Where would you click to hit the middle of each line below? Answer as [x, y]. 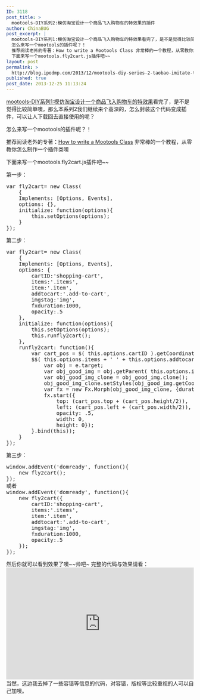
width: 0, [71, 419]
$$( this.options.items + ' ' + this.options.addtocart [115, 360]
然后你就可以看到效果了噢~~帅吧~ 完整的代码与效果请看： [77, 564]
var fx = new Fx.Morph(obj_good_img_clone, [108, 389]
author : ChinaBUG [28, 28]
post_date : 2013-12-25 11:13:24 [46, 84]
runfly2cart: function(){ [57, 348]
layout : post [22, 61]
